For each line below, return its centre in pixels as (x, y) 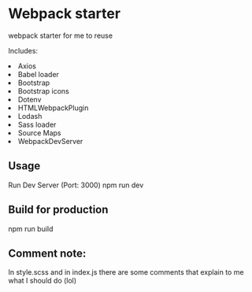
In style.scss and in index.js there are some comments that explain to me (126, 272)
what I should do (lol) (43, 281)
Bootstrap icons (44, 91)
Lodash (30, 116)
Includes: (23, 50)
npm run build (31, 228)
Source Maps (40, 133)
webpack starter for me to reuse (60, 35)
